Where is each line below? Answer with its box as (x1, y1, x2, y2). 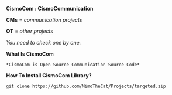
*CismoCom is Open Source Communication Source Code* (6, 62, 140, 67)
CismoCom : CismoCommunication (6, 5, 94, 12)
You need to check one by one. (6, 39, 81, 46)
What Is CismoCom (6, 50, 54, 57)
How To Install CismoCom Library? (6, 72, 92, 79)
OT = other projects (6, 28, 54, 35)
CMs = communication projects (6, 16, 82, 23)
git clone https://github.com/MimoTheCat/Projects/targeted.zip (6, 83, 166, 89)
